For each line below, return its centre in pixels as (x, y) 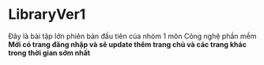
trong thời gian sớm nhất (49, 52)
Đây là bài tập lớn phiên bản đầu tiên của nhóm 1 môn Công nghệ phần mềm (132, 36)
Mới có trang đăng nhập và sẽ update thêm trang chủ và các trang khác (127, 44)
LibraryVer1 (47, 14)
